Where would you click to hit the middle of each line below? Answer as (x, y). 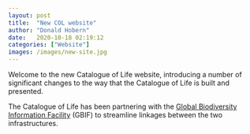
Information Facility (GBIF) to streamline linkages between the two (116, 115)
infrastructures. (33, 123)
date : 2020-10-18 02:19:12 (56, 37)
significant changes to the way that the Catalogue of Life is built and (119, 83)
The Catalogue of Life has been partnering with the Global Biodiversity (123, 106)
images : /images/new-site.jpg (58, 52)
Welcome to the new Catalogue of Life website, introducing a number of (125, 74)
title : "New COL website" (52, 23)
